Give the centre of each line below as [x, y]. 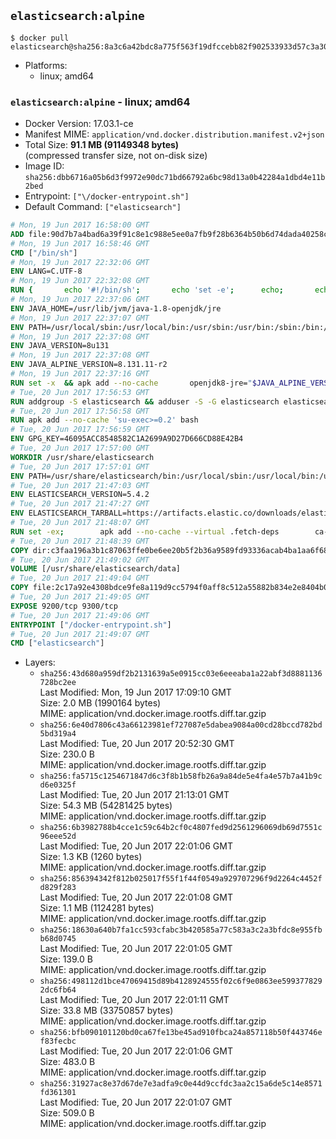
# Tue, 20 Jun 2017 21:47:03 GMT [80, 485]
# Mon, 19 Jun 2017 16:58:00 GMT [80, 225]
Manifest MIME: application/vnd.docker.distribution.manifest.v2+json [174, 134]
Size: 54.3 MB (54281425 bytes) [106, 806]
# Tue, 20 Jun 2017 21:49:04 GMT [80, 578]
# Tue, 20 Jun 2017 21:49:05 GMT [80, 597]
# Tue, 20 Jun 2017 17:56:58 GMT [80, 411]
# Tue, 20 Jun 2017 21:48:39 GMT [80, 541]
